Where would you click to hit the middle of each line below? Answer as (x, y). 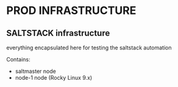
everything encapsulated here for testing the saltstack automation (89, 47)
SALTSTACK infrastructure (58, 33)
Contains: (18, 59)
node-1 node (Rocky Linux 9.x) (54, 78)
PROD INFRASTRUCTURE (71, 11)
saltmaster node (35, 71)
